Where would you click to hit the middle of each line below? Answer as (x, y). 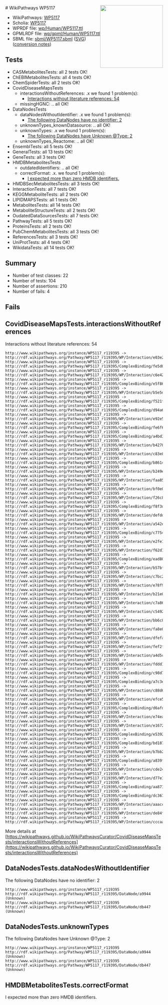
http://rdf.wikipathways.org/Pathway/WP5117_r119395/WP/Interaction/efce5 (85, 699)
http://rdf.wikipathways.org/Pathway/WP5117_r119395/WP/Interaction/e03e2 (85, 358)
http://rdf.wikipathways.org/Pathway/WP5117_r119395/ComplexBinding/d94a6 (85, 410)
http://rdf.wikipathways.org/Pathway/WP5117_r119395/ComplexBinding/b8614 (85, 463)
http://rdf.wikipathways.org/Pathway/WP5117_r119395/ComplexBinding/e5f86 (85, 384)
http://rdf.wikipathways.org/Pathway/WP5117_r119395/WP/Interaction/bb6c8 (85, 620)
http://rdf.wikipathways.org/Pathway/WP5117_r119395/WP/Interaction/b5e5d (85, 393)
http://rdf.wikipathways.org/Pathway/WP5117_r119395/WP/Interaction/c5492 (85, 611)
